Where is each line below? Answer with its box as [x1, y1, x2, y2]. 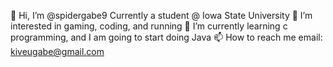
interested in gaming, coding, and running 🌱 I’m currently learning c [10, 20, 288, 32]
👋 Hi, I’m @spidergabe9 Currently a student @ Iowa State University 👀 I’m [10, 10, 313, 21]
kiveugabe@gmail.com [10, 46, 105, 57]
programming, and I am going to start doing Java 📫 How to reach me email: [10, 31, 323, 43]
